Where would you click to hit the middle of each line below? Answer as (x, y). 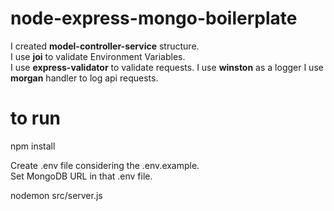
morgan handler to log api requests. (84, 78)
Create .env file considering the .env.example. (105, 165)
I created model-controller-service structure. (105, 46)
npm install (33, 146)
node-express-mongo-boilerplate (154, 18)
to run (36, 118)
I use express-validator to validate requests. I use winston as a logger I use (167, 67)
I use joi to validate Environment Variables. (98, 56)
